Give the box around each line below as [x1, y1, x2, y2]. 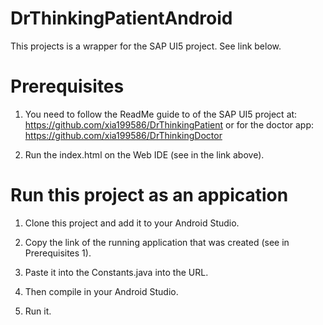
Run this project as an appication [10, 184, 289, 207]
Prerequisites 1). [24, 247, 92, 259]
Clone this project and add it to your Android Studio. [24, 217, 240, 229]
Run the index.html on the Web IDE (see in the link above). [24, 148, 265, 161]
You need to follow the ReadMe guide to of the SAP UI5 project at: [24, 108, 298, 120]
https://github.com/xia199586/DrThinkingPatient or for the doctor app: [24, 118, 315, 131]
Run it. [24, 305, 52, 317]
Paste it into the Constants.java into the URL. [24, 266, 209, 278]
